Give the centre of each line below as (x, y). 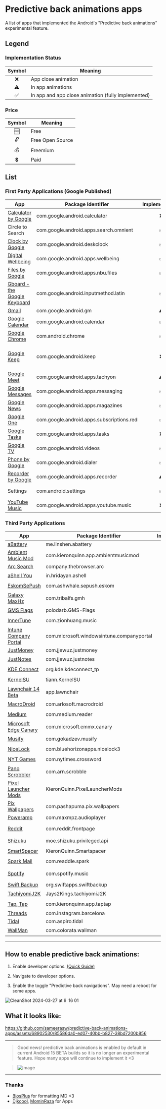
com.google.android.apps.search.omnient (85, 230)
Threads (17, 913)
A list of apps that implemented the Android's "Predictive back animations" (81, 23)
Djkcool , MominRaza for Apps (42, 1101)
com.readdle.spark (68, 861)
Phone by (19, 459)
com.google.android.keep (66, 356)
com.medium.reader (69, 714)
